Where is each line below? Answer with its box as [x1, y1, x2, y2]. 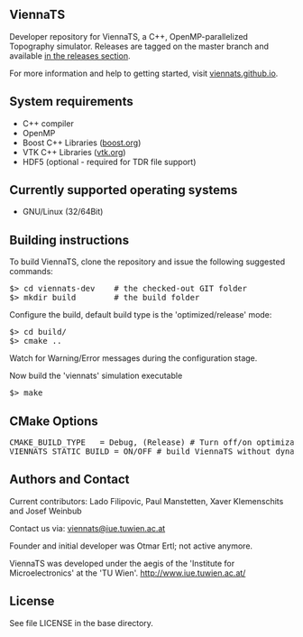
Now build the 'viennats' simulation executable [9, 370, 183, 382]
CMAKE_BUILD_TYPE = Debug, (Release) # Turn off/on [9, 438, 252, 448]
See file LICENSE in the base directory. [9, 617, 153, 628]
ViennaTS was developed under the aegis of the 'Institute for [9, 558, 235, 568]
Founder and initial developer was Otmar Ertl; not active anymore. [9, 540, 253, 551]
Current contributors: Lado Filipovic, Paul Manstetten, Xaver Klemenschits [9, 495, 284, 506]
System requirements [9, 94, 133, 109]
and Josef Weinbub [9, 505, 83, 516]
